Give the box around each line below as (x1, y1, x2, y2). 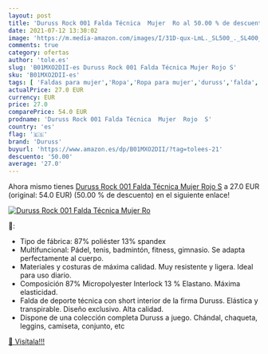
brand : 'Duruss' (8, 137, 62, 146)
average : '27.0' (8, 160, 62, 168)
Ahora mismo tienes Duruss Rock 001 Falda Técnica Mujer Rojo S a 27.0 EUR (8, 182, 260, 191)
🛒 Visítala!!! (8, 336, 45, 347)
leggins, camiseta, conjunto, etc (19, 321, 125, 331)
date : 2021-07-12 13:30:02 (8, 26, 98, 34)
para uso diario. (19, 270, 72, 280)
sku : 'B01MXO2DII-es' (8, 71, 81, 79)
